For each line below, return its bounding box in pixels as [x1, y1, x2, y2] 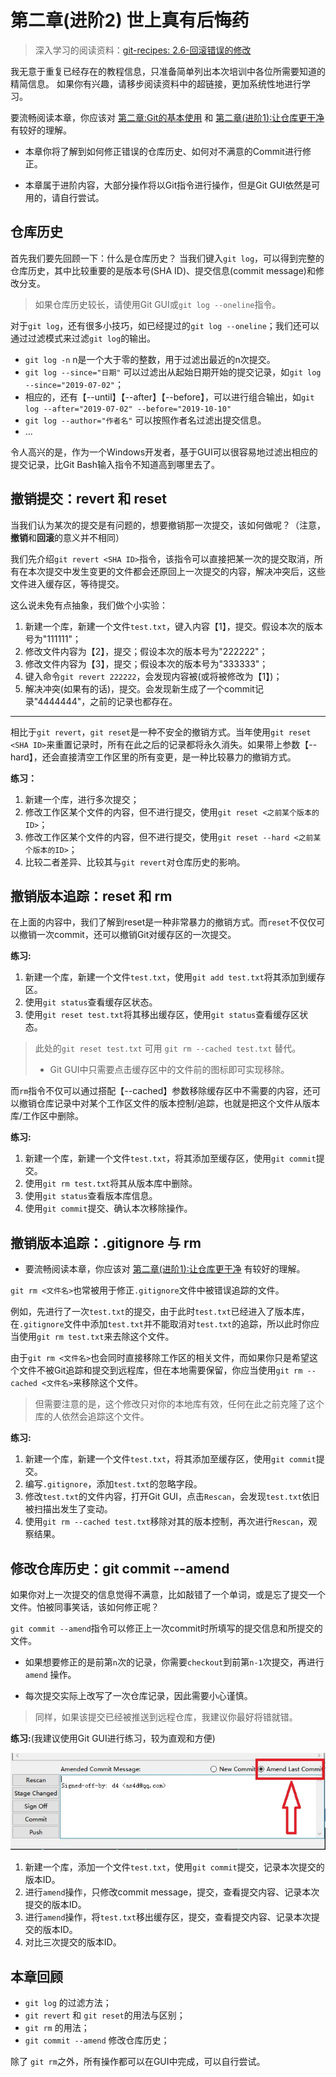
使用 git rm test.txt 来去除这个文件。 [18, 1331, 175, 1343]
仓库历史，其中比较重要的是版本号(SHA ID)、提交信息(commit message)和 [10, 264, 316, 276]
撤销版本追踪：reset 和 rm [10, 887, 173, 905]
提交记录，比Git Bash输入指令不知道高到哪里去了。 [10, 458, 221, 470]
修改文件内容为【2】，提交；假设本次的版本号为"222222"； [24, 645, 268, 657]
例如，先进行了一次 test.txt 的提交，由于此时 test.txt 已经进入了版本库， [10, 1306, 310, 1318]
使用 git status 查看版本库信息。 [24, 1190, 158, 1202]
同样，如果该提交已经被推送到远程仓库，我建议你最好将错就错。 [34, 1711, 298, 1723]
